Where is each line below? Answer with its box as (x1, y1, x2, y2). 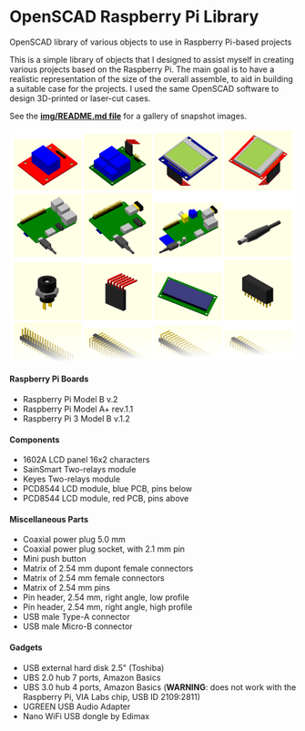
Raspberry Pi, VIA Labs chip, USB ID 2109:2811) (22, 691, 201, 702)
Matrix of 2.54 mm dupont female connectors (22, 563, 194, 574)
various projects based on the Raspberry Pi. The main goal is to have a (9, 64, 275, 75)
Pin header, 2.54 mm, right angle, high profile (22, 602, 193, 613)
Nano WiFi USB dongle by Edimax (22, 710, 150, 721)
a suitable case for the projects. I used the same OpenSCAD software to (9, 83, 280, 94)
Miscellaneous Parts (9, 513, 89, 524)
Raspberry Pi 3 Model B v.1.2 (22, 412, 130, 424)
